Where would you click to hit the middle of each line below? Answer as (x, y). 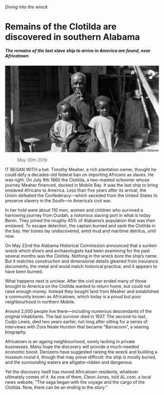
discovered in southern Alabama (72, 37)
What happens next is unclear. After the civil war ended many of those (76, 281)
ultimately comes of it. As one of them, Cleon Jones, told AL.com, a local (78, 377)
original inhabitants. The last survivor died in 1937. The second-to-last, (76, 317)
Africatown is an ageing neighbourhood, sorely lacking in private (70, 342)
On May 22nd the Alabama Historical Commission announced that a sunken (81, 246)
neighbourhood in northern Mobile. (40, 302)
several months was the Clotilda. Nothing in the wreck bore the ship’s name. (81, 256)
